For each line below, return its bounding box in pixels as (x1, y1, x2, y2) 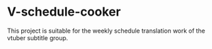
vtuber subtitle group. (7, 33, 68, 42)
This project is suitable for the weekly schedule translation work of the (7, 27, 205, 35)
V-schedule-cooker (7, 4, 121, 20)
